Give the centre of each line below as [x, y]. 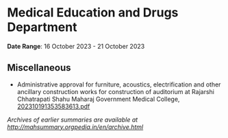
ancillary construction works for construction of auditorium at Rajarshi [115, 91]
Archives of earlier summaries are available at [73, 119]
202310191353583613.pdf [53, 106]
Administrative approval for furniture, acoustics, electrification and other [119, 84]
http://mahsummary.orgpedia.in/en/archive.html [75, 127]
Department [42, 27]
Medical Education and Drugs [93, 13]
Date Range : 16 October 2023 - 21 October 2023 [76, 46]
